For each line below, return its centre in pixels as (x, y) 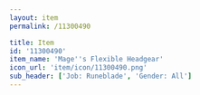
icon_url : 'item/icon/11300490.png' (78, 68)
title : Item (32, 43)
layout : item (34, 18)
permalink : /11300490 (50, 26)
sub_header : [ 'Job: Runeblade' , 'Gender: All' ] (101, 76)
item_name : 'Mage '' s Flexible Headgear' (87, 60)
